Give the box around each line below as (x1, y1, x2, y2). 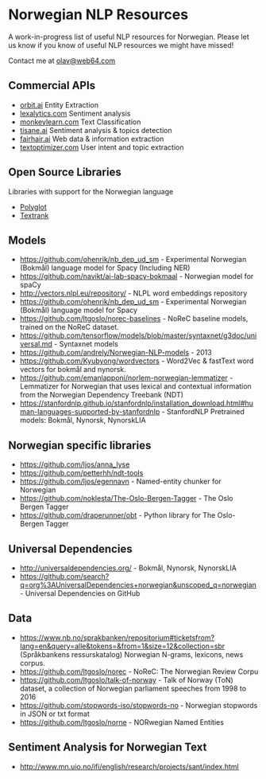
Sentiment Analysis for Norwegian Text (8, 741, 207, 754)
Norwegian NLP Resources (8, 6, 189, 24)
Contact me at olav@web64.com (8, 56, 116, 65)
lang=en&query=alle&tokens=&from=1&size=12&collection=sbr (19, 641, 226, 651)
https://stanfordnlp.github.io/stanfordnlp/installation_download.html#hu (19, 398, 254, 408)
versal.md (19, 339, 53, 349)
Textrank (19, 210, 49, 220)
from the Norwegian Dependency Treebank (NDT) (19, 390, 184, 400)
